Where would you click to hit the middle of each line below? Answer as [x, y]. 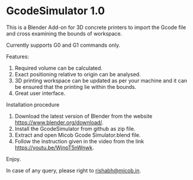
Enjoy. [14, 159]
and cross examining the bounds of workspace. [64, 33]
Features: [18, 56]
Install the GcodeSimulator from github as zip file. [75, 128]
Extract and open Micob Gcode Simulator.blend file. [78, 135]
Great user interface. [40, 93]
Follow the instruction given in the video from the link [79, 141]
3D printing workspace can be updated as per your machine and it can [101, 81]
